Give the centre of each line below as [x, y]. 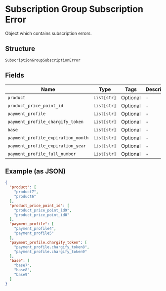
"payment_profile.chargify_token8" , [52, 247]
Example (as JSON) [35, 171]
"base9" [22, 274]
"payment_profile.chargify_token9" [51, 251]
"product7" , [26, 192]
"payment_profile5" [34, 233]
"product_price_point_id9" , [43, 210]
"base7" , [23, 265]
